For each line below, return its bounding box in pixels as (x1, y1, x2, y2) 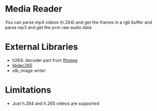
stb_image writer (12, 68, 46, 73)
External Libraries (5, 42, 78, 53)
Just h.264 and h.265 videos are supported (12, 100, 100, 106)
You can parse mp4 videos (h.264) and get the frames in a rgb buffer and (5, 19, 152, 25)
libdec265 (12, 62, 33, 68)
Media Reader (5, 3, 62, 14)
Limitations (5, 84, 52, 96)
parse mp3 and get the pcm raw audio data (5, 24, 92, 30)
